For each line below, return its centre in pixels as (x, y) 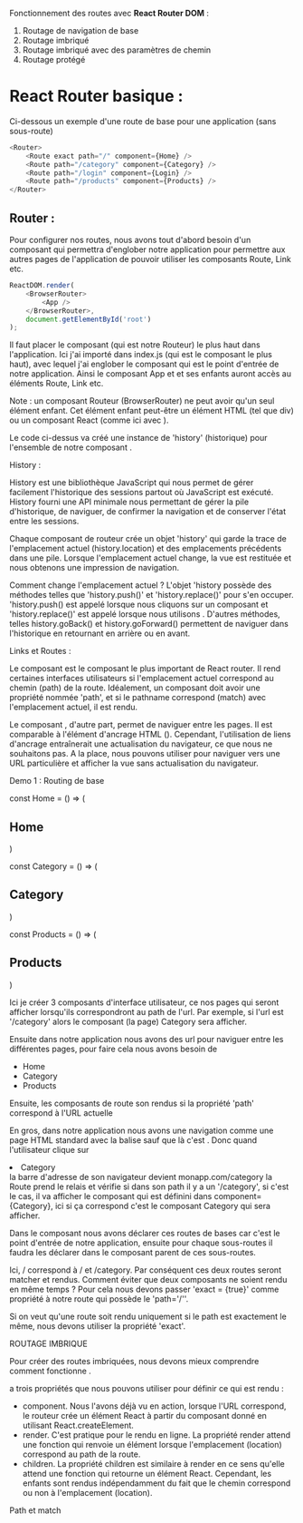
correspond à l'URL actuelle (61, 1113)
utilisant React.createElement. (78, 1425)
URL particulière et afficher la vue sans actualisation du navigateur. (134, 763)
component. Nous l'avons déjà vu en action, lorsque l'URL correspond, (154, 1406)
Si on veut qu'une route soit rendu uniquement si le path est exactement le (148, 1316)
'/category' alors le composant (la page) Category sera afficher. (128, 1021)
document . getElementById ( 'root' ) (89, 319)
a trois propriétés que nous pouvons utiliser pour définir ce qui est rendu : (147, 1388)
